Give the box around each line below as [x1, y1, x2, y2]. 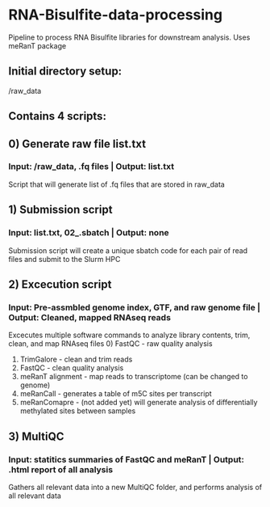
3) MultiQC [8, 429, 64, 443]
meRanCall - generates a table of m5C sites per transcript [19, 389, 212, 399]
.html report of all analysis [8, 463, 114, 475]
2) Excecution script [8, 277, 112, 291]
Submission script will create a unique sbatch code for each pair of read [8, 245, 248, 256]
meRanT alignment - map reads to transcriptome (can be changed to [19, 372, 248, 382]
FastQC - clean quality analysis [19, 363, 124, 373]
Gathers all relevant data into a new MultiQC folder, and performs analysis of [8, 482, 263, 492]
